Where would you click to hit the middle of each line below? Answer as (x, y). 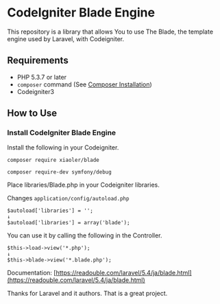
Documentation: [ (32, 273)
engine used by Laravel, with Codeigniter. (66, 38)
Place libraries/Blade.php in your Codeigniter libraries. (83, 185)
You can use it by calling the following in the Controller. (85, 235)
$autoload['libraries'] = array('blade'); (69, 223)
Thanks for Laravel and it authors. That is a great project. (87, 294)
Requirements (38, 61)
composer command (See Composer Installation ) (84, 84)
